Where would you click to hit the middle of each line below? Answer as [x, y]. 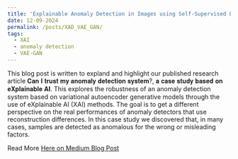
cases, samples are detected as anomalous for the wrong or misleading [112, 126]
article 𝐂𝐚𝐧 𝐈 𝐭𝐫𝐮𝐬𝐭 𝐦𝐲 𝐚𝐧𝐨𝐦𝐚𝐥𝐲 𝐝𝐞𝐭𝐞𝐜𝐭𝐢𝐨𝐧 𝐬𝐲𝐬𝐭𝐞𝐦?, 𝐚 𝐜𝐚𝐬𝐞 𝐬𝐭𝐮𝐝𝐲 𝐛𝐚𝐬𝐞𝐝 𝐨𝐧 [115, 81]
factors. [19, 134]
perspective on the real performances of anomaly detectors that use [107, 112]
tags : [15, 34]
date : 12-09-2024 [33, 20]
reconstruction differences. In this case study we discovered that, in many [115, 119]
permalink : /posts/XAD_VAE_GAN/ [55, 27]
